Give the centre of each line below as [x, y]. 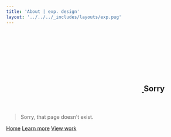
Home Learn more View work [41, 128]
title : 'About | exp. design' [43, 11]
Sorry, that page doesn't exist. [57, 117]
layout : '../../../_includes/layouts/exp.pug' [64, 17]
